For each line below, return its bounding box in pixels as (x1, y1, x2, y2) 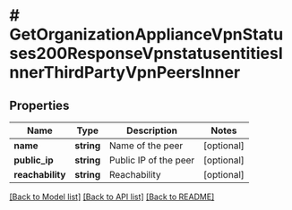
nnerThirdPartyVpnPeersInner (9, 63, 241, 83)
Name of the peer (108, 139, 184, 152)
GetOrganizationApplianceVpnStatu (9, 24, 284, 45)
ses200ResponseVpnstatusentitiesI (9, 44, 284, 63)
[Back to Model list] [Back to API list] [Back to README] (9, 191, 215, 202)
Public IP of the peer (108, 154, 195, 166)
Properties (9, 97, 70, 113)
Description (126, 124, 177, 137)
